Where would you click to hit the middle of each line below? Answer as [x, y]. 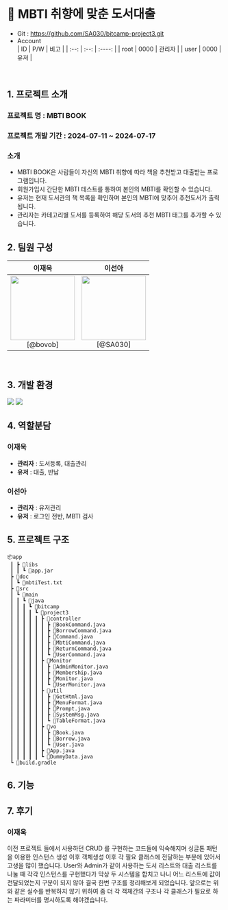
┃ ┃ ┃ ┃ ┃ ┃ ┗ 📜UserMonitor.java [58, 684]
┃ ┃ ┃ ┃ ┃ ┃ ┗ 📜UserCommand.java [58, 655]
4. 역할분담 [29, 426]
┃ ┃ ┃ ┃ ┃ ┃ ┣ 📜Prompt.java [50, 708]
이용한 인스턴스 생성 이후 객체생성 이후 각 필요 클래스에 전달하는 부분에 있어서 [117, 857]
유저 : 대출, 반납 [38, 472]
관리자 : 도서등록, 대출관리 [52, 463]
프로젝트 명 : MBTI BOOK [47, 116]
